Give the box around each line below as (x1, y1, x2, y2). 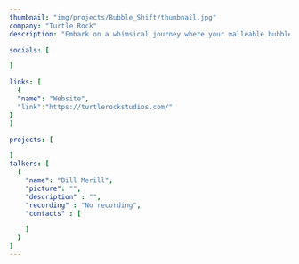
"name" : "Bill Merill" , (25, 176, 114, 185)
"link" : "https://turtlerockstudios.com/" (17, 102, 174, 111)
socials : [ (9, 45, 50, 54)
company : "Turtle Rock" (9, 21, 98, 30)
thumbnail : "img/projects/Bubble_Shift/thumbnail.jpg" (9, 12, 217, 22)
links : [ (9, 77, 42, 87)
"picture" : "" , (25, 184, 82, 193)
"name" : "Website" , (17, 94, 90, 103)
